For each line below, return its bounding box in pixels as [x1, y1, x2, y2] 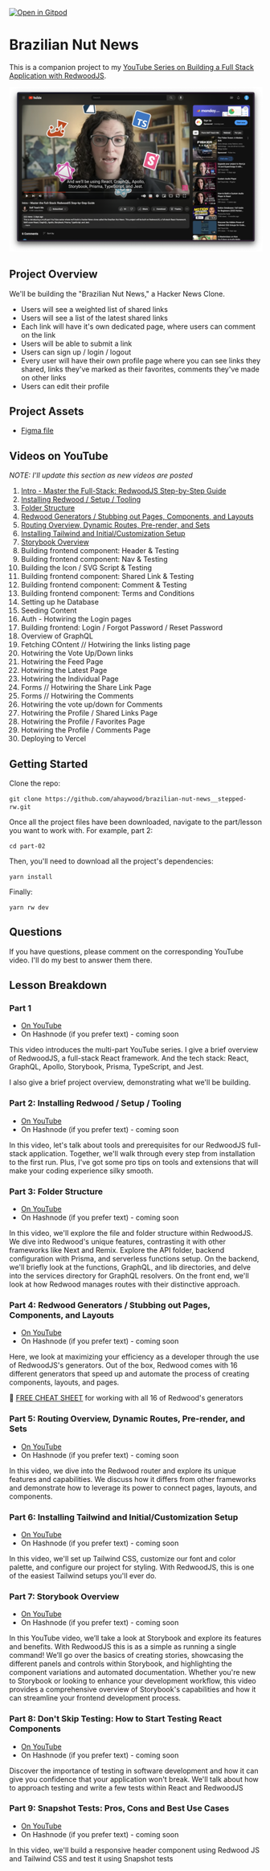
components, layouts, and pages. [9, 1377, 120, 1387]
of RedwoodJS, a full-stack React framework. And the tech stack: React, [9, 1053, 249, 1063]
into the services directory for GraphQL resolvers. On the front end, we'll [9, 1271, 250, 1281]
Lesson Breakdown [9, 979, 108, 992]
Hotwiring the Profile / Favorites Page [20, 716, 145, 727]
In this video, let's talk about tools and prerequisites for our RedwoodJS [9, 1140, 246, 1150]
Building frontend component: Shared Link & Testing [20, 572, 194, 581]
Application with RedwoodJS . [9, 71, 107, 80]
